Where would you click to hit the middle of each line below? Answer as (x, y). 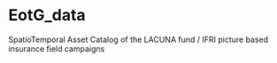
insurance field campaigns (57, 48)
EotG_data (47, 15)
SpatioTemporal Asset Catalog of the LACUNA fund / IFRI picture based (138, 39)
